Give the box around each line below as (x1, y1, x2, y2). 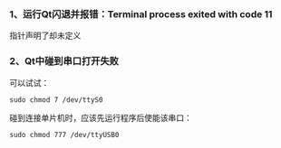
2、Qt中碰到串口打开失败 (9, 55, 120, 68)
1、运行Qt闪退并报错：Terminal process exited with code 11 (9, 7, 273, 20)
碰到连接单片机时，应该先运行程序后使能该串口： (9, 112, 192, 123)
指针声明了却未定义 (9, 30, 82, 42)
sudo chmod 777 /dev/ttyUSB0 (9, 130, 120, 139)
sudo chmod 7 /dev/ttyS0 (9, 95, 103, 105)
